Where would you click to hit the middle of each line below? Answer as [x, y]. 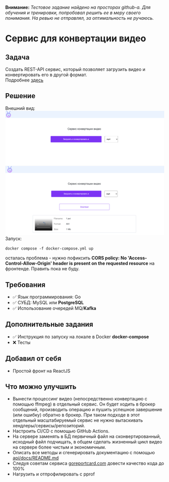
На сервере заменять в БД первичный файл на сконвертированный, [87, 436]
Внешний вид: [20, 108]
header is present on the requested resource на [104, 263]
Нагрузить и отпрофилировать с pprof [53, 474]
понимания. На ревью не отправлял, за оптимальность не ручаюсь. [79, 18]
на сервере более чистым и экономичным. [59, 447]
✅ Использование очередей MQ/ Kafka [54, 308]
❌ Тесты [21, 342]
